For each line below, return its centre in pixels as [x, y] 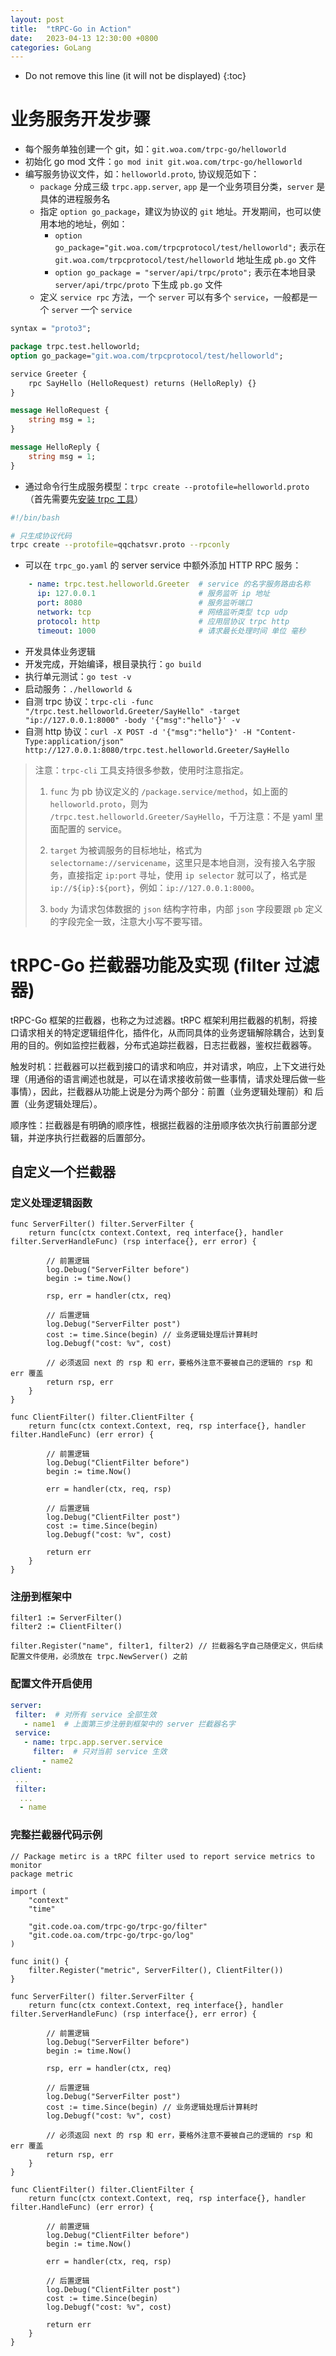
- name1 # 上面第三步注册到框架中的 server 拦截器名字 [129, 1724]
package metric [42, 1874]
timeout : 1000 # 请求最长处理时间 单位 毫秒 [171, 631]
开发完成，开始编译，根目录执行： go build [113, 663]
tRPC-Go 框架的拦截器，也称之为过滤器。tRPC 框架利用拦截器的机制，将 [159, 1020]
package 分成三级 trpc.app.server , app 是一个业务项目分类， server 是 [182, 187]
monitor [26, 1865]
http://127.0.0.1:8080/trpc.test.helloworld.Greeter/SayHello [157, 750]
